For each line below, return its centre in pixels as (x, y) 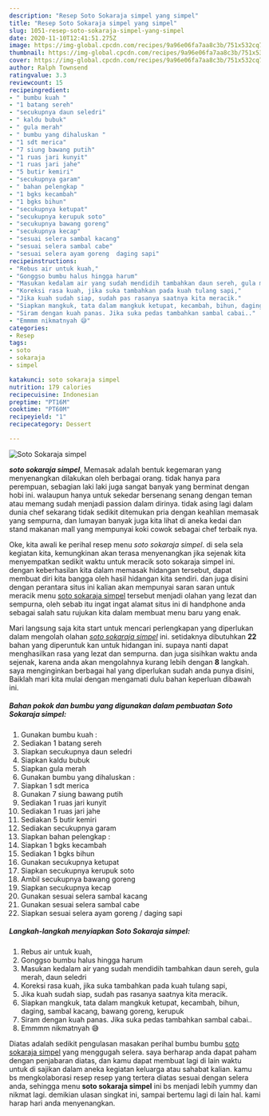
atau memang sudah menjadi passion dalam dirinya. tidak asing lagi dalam (131, 503)
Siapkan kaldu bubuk (55, 760)
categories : (29, 328)
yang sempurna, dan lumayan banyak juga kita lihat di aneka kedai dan (125, 520)
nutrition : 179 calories (50, 387)
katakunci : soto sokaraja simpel (65, 380)
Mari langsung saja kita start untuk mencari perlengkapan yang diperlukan (131, 628)
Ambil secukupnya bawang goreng (78, 879)
